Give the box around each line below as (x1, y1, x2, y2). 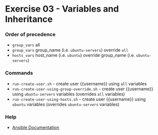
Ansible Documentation (12, 125, 59, 131)
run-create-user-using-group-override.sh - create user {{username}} (12, 86, 154, 92)
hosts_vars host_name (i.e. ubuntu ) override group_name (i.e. (12, 52, 135, 58)
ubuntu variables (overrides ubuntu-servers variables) (12, 101, 119, 107)
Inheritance (5, 14, 53, 25)
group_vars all (12, 42, 40, 48)
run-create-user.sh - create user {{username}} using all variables (12, 81, 147, 86)
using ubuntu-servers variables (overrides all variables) (12, 91, 125, 97)
